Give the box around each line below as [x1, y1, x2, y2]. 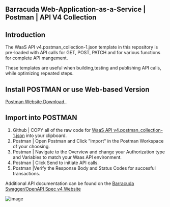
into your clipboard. [25, 132, 67, 139]
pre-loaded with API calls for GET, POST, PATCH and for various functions [5, 50, 160, 56]
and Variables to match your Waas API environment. [12, 154, 122, 160]
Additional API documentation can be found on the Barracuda [5, 180, 134, 187]
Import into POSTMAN [5, 113, 77, 122]
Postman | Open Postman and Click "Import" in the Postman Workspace [12, 137, 164, 144]
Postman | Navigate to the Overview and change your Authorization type [12, 149, 165, 155]
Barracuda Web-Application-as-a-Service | [5, 5, 146, 14]
